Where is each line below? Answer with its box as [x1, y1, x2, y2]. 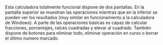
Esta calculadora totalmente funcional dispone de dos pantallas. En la [5, 4, 145, 10]
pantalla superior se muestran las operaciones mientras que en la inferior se [5, 9, 158, 15]
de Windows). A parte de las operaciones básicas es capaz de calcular [5, 20, 147, 25]
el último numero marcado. [5, 35, 59, 41]
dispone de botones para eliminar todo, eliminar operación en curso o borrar [5, 30, 159, 36]
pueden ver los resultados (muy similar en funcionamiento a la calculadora [5, 15, 155, 20]
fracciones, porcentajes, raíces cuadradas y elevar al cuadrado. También [5, 25, 151, 31]
